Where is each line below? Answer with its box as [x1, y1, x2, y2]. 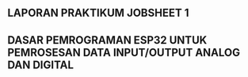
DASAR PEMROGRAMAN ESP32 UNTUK [7, 33, 208, 47]
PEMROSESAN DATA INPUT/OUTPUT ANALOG [7, 45, 241, 59]
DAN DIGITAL [7, 58, 74, 71]
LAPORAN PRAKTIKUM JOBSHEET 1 [7, 6, 189, 20]
